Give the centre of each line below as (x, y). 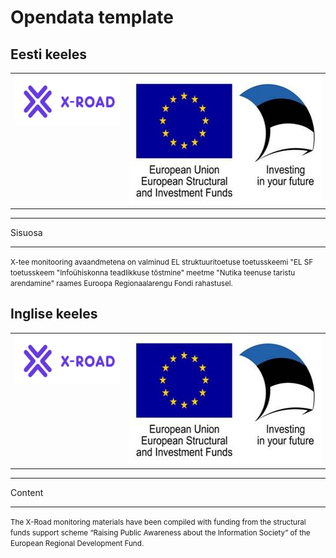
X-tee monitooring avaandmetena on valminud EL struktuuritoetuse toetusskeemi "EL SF (162, 262)
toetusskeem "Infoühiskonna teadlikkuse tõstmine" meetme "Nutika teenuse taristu (153, 273)
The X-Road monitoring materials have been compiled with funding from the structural (158, 522)
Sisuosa (26, 232)
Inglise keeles (54, 314)
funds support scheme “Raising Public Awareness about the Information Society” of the (160, 532)
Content (27, 492)
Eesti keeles (49, 54)
